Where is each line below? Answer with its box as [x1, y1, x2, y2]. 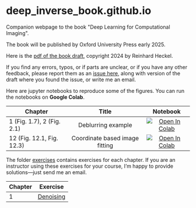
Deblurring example [78, 121, 132, 129]
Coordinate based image [71, 134, 139, 142]
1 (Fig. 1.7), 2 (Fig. [9, 117, 61, 125]
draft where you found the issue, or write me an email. [6, 76, 136, 83]
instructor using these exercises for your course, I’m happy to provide [6, 162, 174, 169]
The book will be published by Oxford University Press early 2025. [6, 41, 166, 48]
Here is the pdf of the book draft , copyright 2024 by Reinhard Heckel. [6, 52, 173, 59]
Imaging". [6, 29, 29, 36]
